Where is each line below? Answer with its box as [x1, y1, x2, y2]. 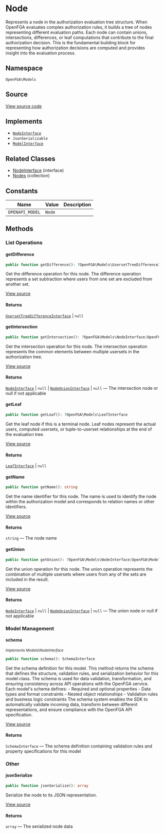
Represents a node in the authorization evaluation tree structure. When [5, 19, 147, 25]
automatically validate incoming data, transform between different [5, 701, 138, 707]
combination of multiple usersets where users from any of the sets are [5, 571, 146, 577]
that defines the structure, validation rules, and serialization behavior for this [5, 670, 159, 676]
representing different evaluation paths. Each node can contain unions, [5, 29, 148, 35]
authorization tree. [5, 354, 43, 360]
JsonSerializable [12, 136, 48, 141]
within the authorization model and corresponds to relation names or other [5, 499, 155, 505]
